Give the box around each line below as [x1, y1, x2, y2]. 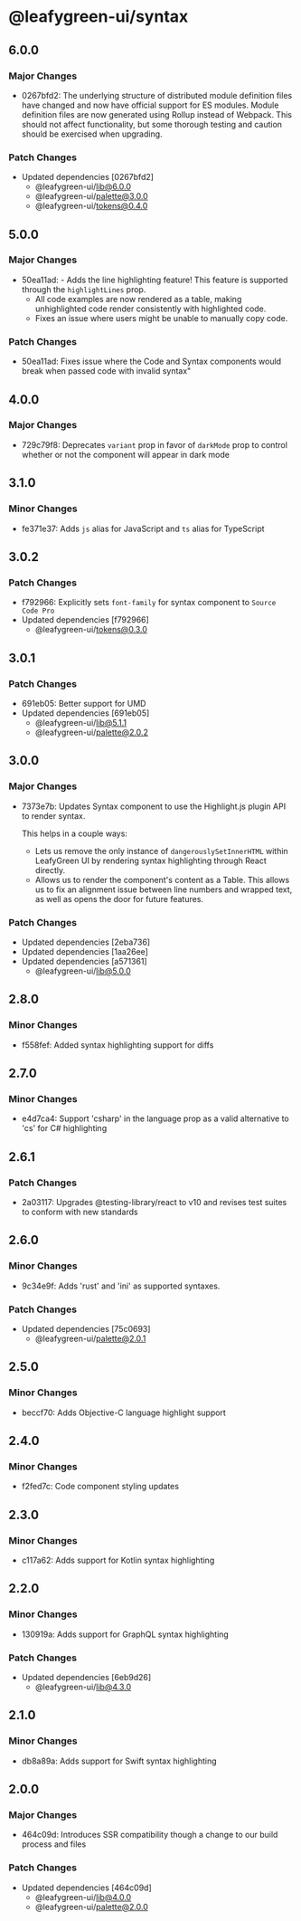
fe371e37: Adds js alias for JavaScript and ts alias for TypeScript [21, 523, 265, 534]
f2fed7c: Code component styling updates [21, 1481, 180, 1492]
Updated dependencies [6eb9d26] [21, 1671, 152, 1682]
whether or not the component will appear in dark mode [21, 449, 230, 460]
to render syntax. [21, 810, 86, 821]
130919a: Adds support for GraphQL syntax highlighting [21, 1629, 230, 1640]
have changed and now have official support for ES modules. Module [21, 100, 279, 110]
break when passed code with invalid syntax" [21, 366, 192, 376]
